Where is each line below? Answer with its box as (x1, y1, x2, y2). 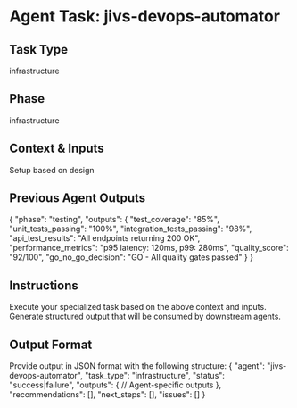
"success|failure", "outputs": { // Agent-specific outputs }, (9, 379, 222, 390)
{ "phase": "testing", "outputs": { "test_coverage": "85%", (9, 214, 220, 225)
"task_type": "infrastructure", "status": (84, 371, 226, 381)
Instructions (9, 278, 78, 293)
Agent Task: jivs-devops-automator (9, 6, 281, 27)
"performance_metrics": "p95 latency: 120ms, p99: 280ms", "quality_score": (9, 243, 289, 254)
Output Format (9, 337, 93, 352)
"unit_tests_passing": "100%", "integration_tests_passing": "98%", (9, 223, 252, 234)
